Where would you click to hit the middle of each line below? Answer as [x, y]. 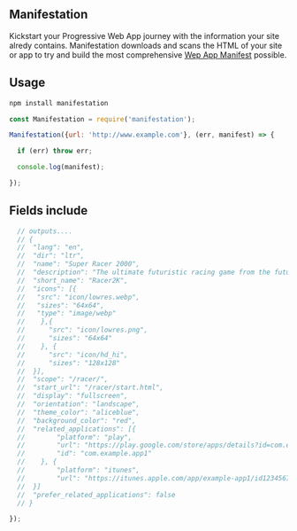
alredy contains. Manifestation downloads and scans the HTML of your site [146, 45]
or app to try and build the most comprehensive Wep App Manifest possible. [148, 55]
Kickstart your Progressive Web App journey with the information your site [145, 35]
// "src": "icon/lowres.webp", [79, 297]
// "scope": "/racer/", [63, 379]
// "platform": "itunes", [79, 470]
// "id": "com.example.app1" [84, 454]
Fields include [49, 211]
